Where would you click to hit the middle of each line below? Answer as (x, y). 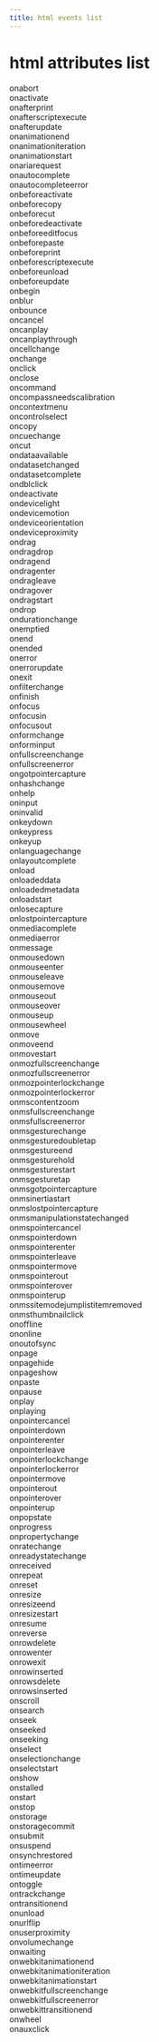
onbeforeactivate (41, 194)
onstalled (27, 1788)
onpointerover (36, 1498)
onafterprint (32, 107)
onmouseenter (37, 966)
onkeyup (26, 841)
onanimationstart (41, 155)
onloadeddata (35, 880)
